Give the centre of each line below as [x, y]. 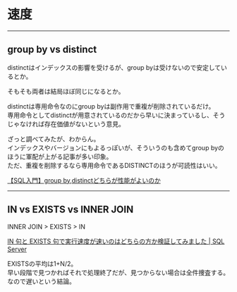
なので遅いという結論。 [41, 281]
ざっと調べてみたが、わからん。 [54, 139]
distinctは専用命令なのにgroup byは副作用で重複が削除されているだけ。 [111, 106]
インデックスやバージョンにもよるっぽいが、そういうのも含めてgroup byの [116, 147]
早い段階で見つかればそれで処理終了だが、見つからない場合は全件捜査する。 [119, 272]
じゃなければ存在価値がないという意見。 [66, 123]
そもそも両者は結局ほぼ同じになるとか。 [66, 91]
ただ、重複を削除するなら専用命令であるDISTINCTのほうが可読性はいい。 [114, 165]
